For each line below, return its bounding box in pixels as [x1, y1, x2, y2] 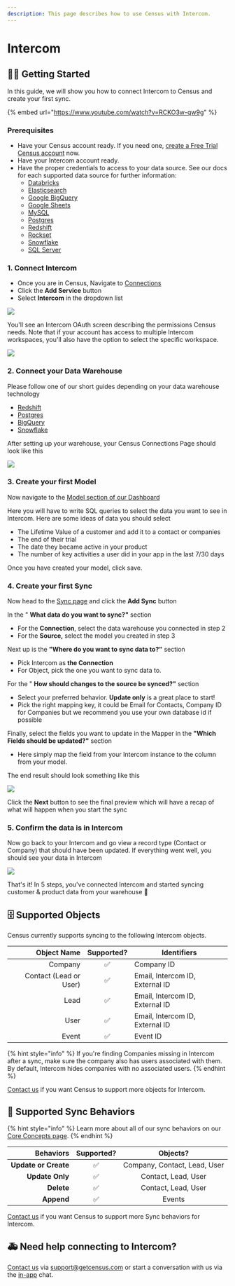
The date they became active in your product [17, 542, 148, 551]
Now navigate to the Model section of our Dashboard [7, 493, 160, 501]
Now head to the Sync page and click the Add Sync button [7, 597, 177, 606]
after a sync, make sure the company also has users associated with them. [7, 1057, 222, 1065]
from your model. [17, 758, 68, 766]
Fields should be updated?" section [7, 737, 112, 745]
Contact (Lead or [24, 971, 81, 981]
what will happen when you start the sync [7, 805, 128, 814]
